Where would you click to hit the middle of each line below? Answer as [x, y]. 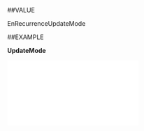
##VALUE [21, 10]
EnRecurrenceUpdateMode [46, 23]
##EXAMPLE [26, 37]
